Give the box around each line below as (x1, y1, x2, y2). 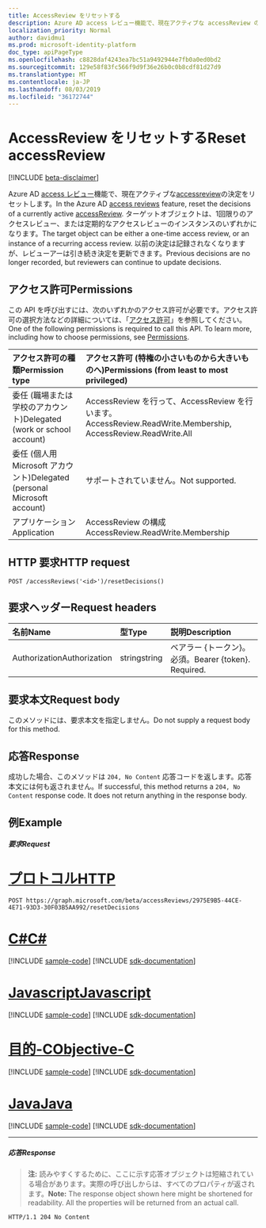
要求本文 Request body (8, 693, 120, 706)
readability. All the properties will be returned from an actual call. (27, 1198, 239, 1207)
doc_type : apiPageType (8, 48, 83, 56)
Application (12, 527, 55, 537)
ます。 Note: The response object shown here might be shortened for (27, 1188, 253, 1198)
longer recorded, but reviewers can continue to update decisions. (8, 258, 222, 267)
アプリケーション (12, 517, 76, 527)
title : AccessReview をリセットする (8, 11, 121, 20)
